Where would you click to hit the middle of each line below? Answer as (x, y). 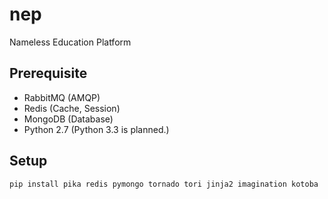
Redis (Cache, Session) (72, 108)
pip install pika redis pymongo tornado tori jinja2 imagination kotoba (164, 184)
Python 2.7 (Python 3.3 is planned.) (96, 129)
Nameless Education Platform (70, 42)
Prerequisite (48, 73)
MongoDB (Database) (68, 119)
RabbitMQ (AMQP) (62, 97)
